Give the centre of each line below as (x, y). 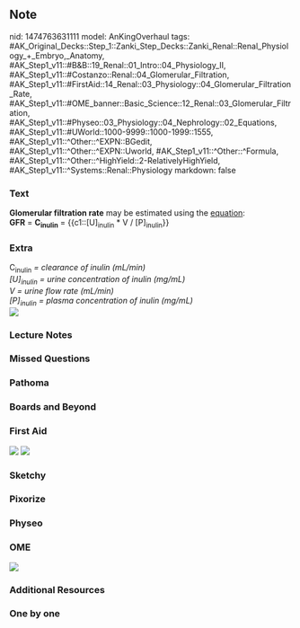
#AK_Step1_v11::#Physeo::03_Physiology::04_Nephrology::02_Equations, (143, 122)
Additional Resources (57, 589)
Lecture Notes (41, 334)
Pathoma (29, 383)
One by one (35, 614)
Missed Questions (50, 358)
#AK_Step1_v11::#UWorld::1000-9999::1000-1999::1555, (111, 132)
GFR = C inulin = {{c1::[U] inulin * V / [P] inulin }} (89, 224)
